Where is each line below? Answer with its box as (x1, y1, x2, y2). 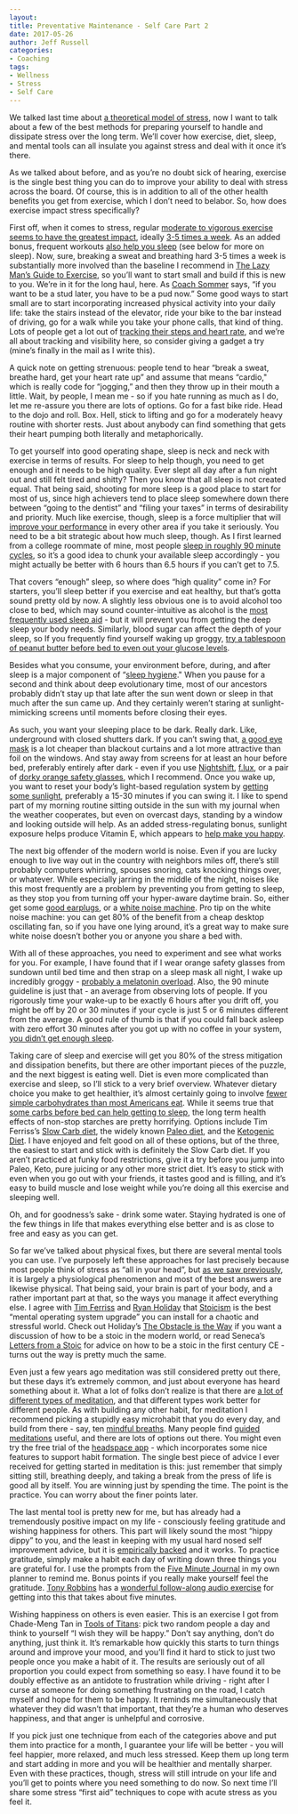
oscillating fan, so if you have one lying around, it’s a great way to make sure (9, 921, 289, 931)
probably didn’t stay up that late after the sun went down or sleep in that (9, 688, 274, 698)
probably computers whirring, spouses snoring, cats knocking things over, (9, 864, 282, 875)
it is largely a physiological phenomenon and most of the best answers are (9, 1273, 282, 1284)
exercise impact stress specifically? (9, 205, 140, 215)
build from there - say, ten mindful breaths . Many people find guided (9, 1423, 261, 1433)
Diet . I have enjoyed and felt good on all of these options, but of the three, (9, 1135, 280, 1146)
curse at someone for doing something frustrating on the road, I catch (9, 1684, 265, 1695)
